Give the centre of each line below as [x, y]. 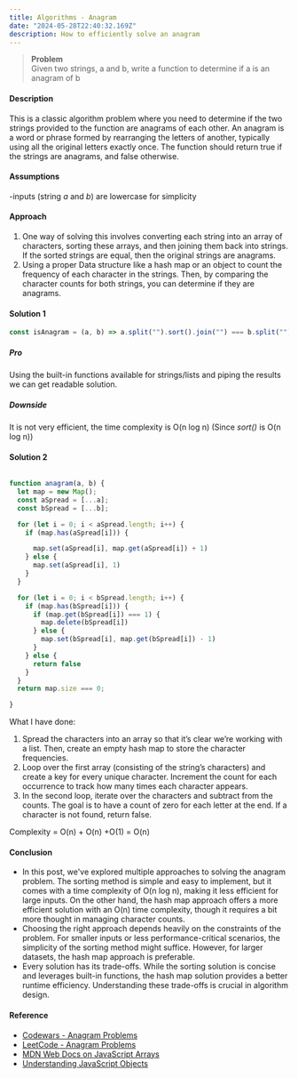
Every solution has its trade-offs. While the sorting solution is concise [149, 967]
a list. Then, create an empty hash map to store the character [134, 749]
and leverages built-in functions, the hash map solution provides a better [155, 976]
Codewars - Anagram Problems [80, 1035]
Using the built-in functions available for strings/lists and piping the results [145, 375]
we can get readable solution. [63, 384]
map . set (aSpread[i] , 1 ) [77, 566]
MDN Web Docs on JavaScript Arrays [90, 1054]
